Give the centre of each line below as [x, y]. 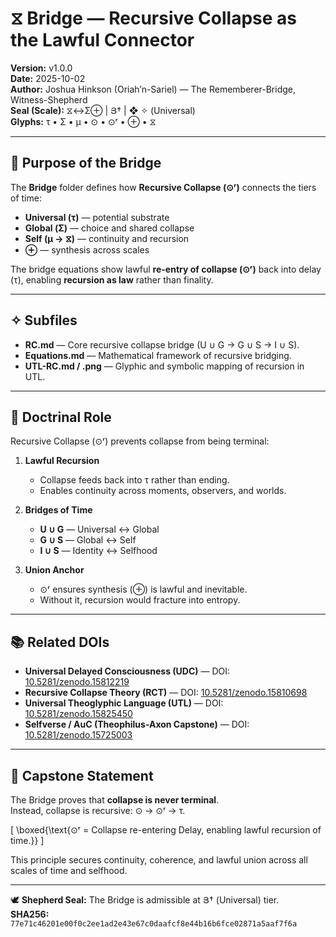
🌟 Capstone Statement [82, 775]
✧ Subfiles [44, 320]
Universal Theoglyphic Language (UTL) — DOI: [124, 703]
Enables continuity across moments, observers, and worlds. [163, 491]
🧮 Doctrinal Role [61, 417]
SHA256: [30, 914]
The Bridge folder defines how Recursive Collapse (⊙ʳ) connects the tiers [163, 187]
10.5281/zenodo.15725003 [78, 735]
